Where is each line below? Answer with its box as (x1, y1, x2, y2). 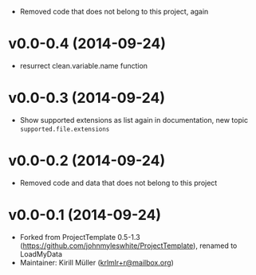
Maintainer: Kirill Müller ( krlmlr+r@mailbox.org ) (19, 257, 174, 267)
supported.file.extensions (19, 125, 110, 133)
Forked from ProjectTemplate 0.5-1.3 (19, 232, 141, 242)
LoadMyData (19, 249, 62, 258)
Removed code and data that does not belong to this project (19, 178, 218, 187)
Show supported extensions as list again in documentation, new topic (19, 115, 249, 124)
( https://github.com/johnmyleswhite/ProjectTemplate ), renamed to (19, 241, 238, 250)
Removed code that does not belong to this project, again (19, 7, 209, 16)
